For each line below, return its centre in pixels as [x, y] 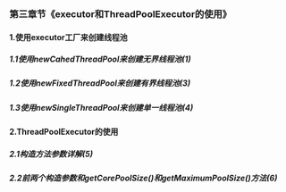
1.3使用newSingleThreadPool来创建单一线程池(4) [101, 107]
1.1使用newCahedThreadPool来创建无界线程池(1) [100, 59]
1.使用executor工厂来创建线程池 [68, 37]
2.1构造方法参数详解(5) [51, 154]
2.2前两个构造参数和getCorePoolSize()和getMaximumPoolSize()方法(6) [143, 178]
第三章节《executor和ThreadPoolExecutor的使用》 [121, 13]
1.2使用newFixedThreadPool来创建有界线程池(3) [100, 83]
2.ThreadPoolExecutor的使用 [64, 132]
